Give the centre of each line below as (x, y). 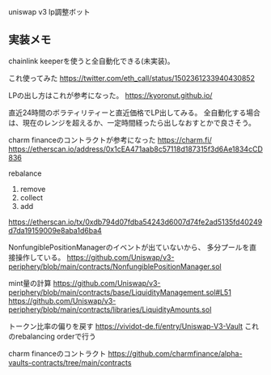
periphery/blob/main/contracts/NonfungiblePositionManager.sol (115, 266)
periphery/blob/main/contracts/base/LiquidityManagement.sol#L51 (120, 292)
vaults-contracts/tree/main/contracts (70, 362)
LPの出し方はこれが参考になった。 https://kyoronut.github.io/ (110, 95)
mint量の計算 (30, 283)
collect (31, 198)
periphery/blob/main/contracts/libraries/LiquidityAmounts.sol (110, 309)
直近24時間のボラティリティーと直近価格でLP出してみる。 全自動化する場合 (135, 113)
